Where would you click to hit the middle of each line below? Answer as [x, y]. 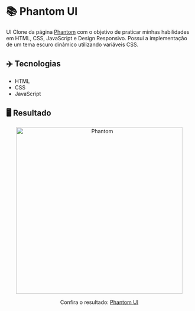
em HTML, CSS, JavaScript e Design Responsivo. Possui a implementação [97, 38]
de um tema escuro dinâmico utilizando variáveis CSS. [72, 44]
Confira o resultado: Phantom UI [99, 302]
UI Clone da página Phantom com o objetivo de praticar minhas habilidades [98, 32]
